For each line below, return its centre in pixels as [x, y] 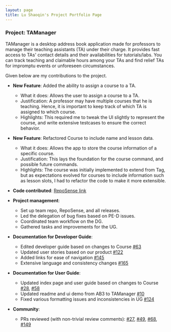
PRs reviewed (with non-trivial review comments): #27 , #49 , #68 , [89, 319]
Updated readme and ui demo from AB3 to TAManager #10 [82, 294]
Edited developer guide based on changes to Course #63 [81, 246]
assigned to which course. [48, 112]
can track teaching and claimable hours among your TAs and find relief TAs [85, 60]
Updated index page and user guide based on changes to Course [89, 283]
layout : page [19, 10]
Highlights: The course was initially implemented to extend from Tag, [93, 170]
